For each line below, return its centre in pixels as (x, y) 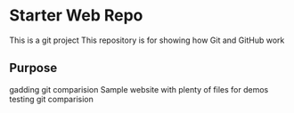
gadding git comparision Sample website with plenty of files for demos (139, 89)
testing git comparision (51, 99)
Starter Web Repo (76, 16)
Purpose (33, 68)
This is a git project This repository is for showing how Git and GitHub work (147, 40)
